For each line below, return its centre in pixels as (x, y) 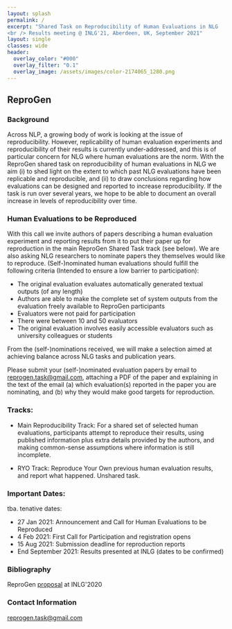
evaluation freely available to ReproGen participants (91, 307)
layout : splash (29, 14)
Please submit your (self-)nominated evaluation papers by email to (102, 370)
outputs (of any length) (50, 291)
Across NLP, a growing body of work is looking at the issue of (95, 135)
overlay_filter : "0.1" (46, 65)
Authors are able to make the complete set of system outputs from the (117, 299)
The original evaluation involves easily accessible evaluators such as (115, 328)
